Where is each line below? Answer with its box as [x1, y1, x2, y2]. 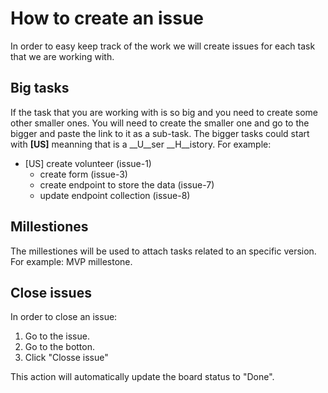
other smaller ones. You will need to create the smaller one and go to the [10, 117, 310, 129]
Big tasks [10, 80, 70, 97]
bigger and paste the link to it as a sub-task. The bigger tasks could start [10, 127, 310, 139]
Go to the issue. [24, 330, 90, 342]
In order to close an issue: [10, 311, 118, 323]
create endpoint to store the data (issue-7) [39, 178, 215, 191]
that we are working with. [10, 50, 115, 62]
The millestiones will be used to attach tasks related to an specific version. [10, 245, 317, 257]
